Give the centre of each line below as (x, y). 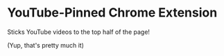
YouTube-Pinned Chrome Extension (112, 13)
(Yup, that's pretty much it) (46, 45)
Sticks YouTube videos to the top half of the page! (79, 32)
